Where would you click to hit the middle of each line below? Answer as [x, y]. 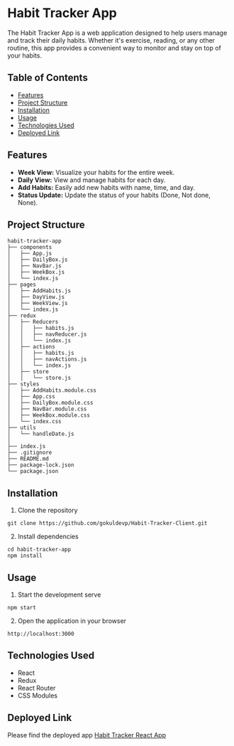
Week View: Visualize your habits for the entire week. [96, 172]
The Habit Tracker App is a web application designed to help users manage [117, 33]
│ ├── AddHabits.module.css [52, 390]
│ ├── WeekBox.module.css [49, 415]
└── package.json [33, 471]
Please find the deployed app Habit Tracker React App [87, 735]
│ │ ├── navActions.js [47, 359]
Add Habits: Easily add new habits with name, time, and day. [106, 187]
